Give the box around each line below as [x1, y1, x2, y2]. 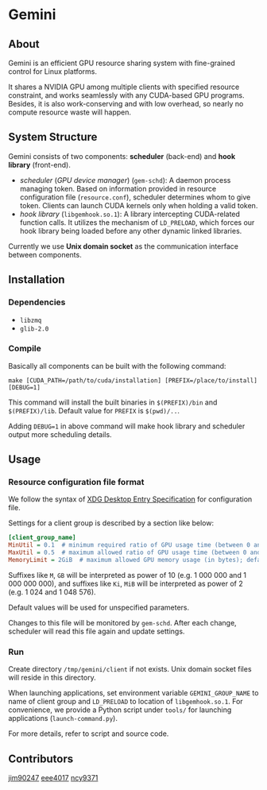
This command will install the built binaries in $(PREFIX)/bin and [8, 397, 218, 407]
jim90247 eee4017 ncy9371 [8, 773, 99, 783]
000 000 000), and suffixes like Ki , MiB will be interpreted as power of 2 [8, 579, 244, 588]
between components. [8, 250, 82, 259]
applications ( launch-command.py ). [8, 714, 118, 723]
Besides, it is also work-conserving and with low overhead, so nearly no [8, 99, 244, 108]
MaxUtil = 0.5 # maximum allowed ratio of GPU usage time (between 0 [8, 548, 247, 557]
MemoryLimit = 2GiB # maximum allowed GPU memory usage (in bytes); [8, 556, 244, 564]
